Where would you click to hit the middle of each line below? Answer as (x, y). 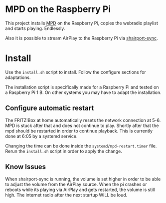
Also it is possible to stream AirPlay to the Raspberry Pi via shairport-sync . (82, 38)
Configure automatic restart (50, 108)
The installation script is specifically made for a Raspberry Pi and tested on (82, 87)
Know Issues (26, 167)
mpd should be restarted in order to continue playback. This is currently (79, 130)
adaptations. (18, 77)
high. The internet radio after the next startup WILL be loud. (66, 195)
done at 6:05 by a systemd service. (41, 136)
